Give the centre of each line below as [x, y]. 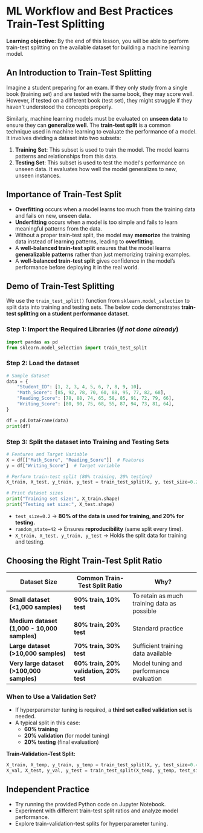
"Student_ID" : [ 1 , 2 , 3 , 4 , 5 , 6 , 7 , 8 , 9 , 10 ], [79, 387]
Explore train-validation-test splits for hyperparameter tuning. [92, 823]
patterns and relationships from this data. [66, 156]
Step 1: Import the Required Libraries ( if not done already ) [92, 329]
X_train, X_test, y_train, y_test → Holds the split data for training [101, 535]
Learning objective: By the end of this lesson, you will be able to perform [98, 41]
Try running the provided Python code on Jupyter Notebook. [90, 804]
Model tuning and [157, 663]
